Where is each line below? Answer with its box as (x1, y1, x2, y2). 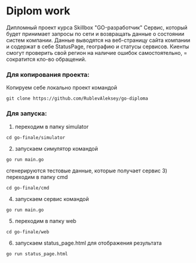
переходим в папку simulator (14, 123, 89, 130)
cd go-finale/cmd (6, 185, 50, 191)
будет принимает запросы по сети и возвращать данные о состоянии (6, 30, 185, 37)
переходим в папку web (14, 217, 76, 224)
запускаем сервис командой (14, 195, 89, 202)
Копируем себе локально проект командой (6, 84, 118, 91)
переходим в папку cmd (6, 173, 68, 180)
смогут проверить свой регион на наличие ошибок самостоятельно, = (6, 49, 188, 56)
